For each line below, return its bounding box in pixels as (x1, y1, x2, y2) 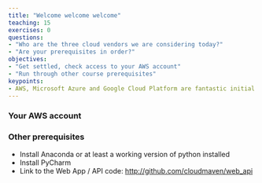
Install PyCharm (19, 158, 72, 167)
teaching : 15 (8, 19, 51, 27)
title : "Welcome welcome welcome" (8, 11, 122, 20)
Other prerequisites (8, 131, 85, 142)
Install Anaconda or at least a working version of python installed (19, 149, 231, 159)
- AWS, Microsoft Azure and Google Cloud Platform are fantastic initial (8, 84, 256, 93)
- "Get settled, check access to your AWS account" (8, 63, 181, 71)
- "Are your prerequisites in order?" (8, 48, 135, 56)
